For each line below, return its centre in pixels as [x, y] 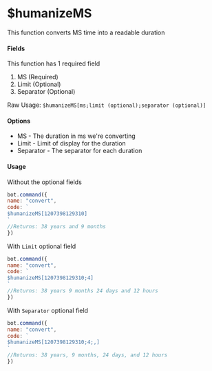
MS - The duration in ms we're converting [76, 136]
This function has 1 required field [54, 63]
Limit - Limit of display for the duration [71, 143]
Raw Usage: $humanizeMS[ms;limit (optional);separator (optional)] [107, 105]
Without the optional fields [45, 182]
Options [19, 121]
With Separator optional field [47, 310]
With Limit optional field [42, 246]
